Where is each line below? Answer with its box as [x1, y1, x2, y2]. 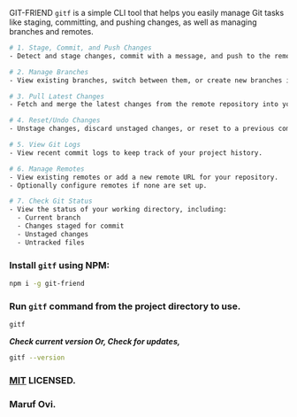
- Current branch [17, 213, 81, 222]
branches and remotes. [9, 27, 95, 36]
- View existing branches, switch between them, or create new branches [9, 75, 283, 85]
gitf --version [9, 353, 65, 362]
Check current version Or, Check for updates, [9, 336, 181, 346]
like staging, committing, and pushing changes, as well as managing [9, 17, 258, 27]
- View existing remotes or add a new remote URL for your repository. [9, 173, 278, 181]
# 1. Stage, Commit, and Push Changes [9, 43, 152, 52]
